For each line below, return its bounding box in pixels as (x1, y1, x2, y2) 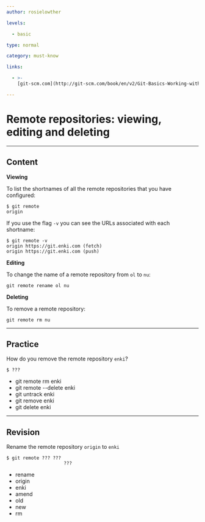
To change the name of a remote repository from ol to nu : (6, 271, 151, 278)
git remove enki (15, 397, 55, 404)
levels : (6, 20, 26, 26)
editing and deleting (6, 125, 110, 139)
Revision (6, 427, 40, 437)
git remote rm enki (15, 377, 62, 385)
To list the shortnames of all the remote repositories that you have (6, 185, 172, 192)
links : (6, 64, 23, 70)
